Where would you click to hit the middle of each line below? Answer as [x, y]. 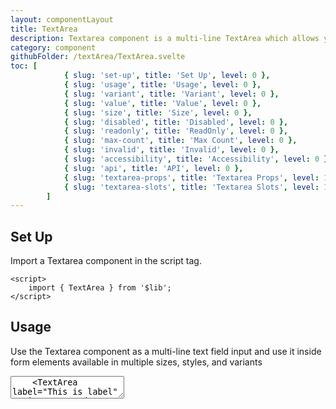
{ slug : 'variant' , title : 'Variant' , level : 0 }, [171, 94]
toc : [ [24, 66]
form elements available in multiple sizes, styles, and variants [136, 362]
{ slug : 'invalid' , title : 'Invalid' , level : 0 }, [171, 150]
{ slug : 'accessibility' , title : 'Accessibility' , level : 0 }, [198, 159]
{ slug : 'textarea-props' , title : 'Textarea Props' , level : [191, 177]
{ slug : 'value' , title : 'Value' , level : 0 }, [162, 103]
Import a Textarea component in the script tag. [106, 261]
